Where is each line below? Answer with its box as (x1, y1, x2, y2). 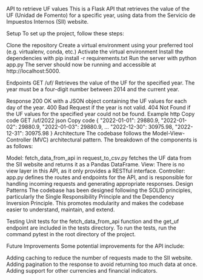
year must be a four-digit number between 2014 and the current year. (6, 86, 180, 93)
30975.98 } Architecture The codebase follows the (25, 130, 151, 137)
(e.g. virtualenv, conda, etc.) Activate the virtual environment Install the (6, 48, 184, 55)
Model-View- (152, 130, 185, 137)
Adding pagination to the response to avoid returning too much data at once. (6, 261, 198, 268)
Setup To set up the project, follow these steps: (6, 30, 124, 37)
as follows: (6, 143, 33, 149)
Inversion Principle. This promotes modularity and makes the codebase (6, 200, 184, 207)
